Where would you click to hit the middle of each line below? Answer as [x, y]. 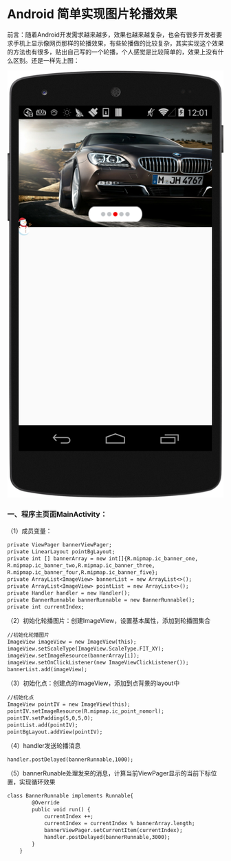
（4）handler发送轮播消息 [44, 745]
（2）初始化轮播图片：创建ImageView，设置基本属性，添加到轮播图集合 [109, 620]
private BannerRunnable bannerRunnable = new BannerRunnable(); [101, 600]
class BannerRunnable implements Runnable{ [70, 795]
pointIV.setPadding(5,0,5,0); [51, 718]
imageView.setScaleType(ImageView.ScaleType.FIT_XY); [86, 649]
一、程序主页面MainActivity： [57, 515]
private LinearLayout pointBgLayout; [61, 552]
